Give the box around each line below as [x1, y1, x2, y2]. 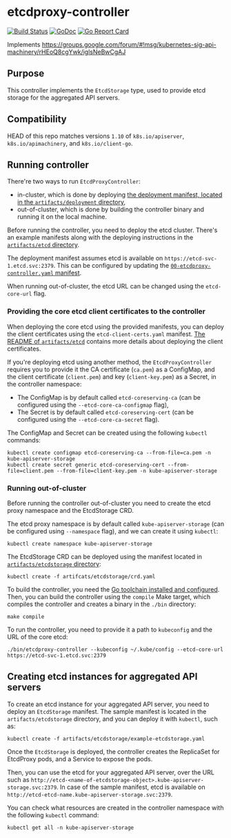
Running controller [7, 159, 90, 170]
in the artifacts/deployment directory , [17, 198, 126, 206]
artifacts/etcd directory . [7, 241, 79, 249]
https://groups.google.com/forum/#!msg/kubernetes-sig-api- [41, 40, 217, 48]
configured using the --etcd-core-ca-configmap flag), [17, 400, 169, 409]
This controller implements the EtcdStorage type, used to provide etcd [7, 86, 206, 94]
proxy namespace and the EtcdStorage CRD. [7, 506, 134, 514]
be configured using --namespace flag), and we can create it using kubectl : [7, 527, 219, 535]
